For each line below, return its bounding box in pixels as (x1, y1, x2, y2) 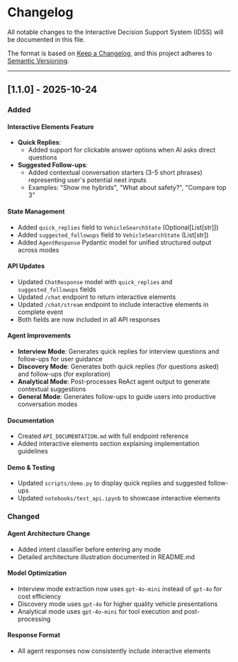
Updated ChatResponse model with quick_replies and (17, 277, 173, 286)
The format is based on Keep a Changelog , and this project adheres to (7, 49, 212, 57)
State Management (7, 207, 65, 216)
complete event (17, 308, 64, 316)
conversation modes (17, 400, 78, 408)
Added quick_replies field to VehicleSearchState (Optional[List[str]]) (17, 223, 219, 231)
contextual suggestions (17, 385, 86, 393)
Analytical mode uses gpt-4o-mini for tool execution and (17, 607, 183, 615)
